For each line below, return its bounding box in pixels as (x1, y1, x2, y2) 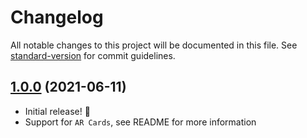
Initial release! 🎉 (24, 105, 91, 117)
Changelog (10, 6, 104, 29)
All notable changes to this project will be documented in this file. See (10, 39, 298, 51)
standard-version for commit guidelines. (10, 49, 176, 61)
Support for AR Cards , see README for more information (24, 116, 257, 128)
